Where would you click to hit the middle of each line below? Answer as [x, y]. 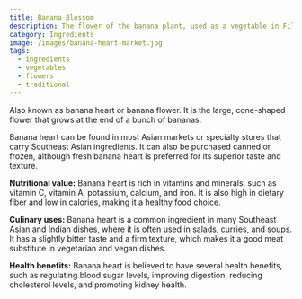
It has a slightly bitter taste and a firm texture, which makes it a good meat [147, 238]
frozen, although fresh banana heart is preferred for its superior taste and [145, 156]
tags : [19, 51]
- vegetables [42, 68]
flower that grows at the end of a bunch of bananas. [106, 119]
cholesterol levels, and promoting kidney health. [98, 285]
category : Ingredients [52, 34]
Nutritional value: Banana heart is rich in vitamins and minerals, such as [143, 183]
